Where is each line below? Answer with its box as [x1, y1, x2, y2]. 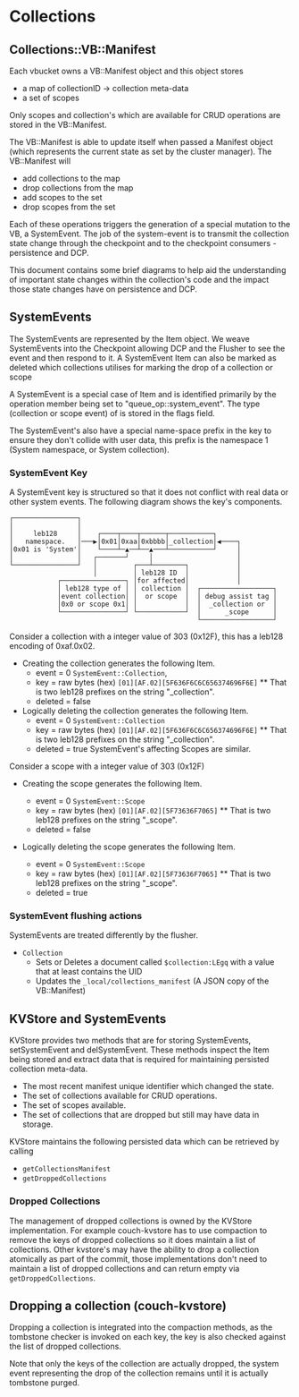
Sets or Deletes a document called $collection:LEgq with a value [35, 957, 275, 967]
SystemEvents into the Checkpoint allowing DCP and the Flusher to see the [9, 343, 286, 354]
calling [9, 1146, 34, 1156]
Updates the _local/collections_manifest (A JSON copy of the [35, 975, 270, 986]
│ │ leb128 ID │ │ [93, 568, 242, 578]
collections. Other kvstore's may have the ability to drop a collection [9, 1244, 260, 1255]
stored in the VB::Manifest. [9, 119, 107, 130]
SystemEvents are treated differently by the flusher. [9, 930, 199, 941]
